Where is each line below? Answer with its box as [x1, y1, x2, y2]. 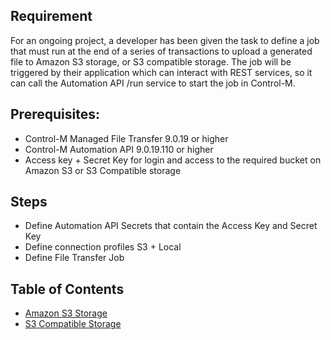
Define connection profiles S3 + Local [24, 241, 182, 253]
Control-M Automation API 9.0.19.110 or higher [24, 143, 214, 155]
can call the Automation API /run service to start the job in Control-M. [10, 77, 296, 89]
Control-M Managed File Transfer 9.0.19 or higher [24, 132, 229, 144]
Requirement [10, 8, 93, 25]
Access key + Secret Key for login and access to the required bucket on [24, 154, 322, 166]
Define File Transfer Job [24, 252, 125, 264]
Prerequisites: [10, 106, 100, 123]
